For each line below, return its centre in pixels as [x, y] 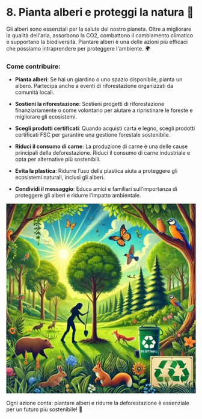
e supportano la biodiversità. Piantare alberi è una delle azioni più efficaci [97, 42]
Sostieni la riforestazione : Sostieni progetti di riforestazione [90, 104]
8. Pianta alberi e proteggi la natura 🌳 [100, 12]
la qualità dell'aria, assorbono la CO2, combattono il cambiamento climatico [100, 35]
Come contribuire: [34, 66]
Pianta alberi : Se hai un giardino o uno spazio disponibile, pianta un [99, 79]
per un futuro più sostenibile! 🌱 [44, 409]
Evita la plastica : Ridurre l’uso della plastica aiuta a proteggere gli [96, 171]
